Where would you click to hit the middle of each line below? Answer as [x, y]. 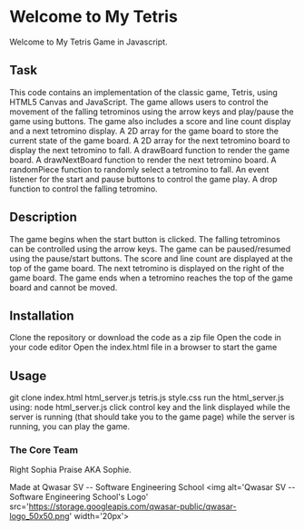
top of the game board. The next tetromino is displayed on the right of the [147, 268]
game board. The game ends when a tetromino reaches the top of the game [151, 278]
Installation [42, 315]
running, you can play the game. [70, 427]
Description [43, 217]
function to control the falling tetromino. [83, 189]
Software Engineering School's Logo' [79, 497]
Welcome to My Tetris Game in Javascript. [88, 42]
